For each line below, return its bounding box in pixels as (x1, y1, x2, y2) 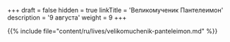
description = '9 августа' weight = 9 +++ (7, 13, 127, 22)
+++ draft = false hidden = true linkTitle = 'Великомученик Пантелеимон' (7, 6, 224, 14)
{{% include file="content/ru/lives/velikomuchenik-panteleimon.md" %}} (7, 27, 218, 35)
